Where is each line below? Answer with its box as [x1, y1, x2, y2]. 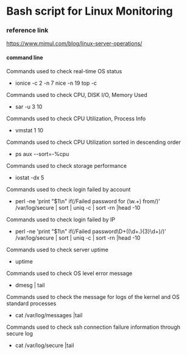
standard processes [6, 299, 57, 307]
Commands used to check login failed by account [6, 185, 131, 193]
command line [6, 54, 44, 62]
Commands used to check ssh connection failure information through [6, 323, 181, 331]
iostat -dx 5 [15, 174, 44, 181]
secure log [6, 329, 34, 337]
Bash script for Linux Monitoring [6, 4, 173, 18]
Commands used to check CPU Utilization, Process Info [6, 115, 146, 122]
